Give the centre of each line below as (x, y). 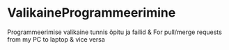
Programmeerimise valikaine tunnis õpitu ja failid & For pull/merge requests (115, 32)
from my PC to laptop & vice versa (56, 39)
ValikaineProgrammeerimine (92, 13)
